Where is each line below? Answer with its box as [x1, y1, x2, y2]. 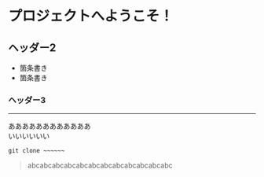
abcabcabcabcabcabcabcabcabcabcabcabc [27, 160, 173, 170]
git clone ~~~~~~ [8, 147, 65, 155]
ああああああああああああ [8, 121, 91, 131]
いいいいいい [8, 131, 49, 141]
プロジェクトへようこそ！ [8, 7, 174, 25]
